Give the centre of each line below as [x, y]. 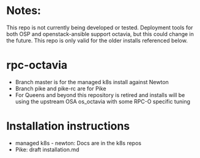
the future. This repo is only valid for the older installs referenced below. [97, 40]
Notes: [24, 11]
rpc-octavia [37, 65]
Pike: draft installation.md [47, 149]
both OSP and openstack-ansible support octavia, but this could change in [100, 34]
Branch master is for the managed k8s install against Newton [92, 82]
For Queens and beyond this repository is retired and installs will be [100, 95]
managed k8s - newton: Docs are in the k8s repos [78, 143]
